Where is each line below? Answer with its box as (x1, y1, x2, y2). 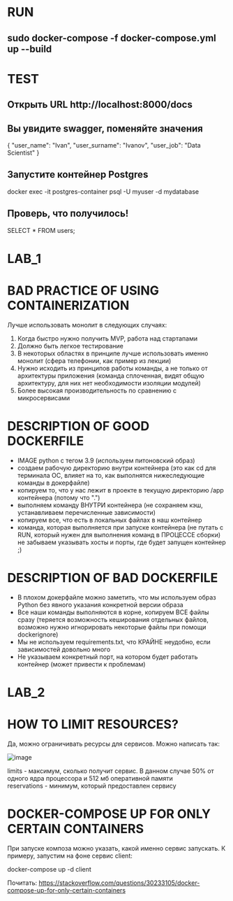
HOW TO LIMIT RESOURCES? (7, 716, 179, 732)
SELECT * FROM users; (7, 226, 75, 234)
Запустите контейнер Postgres (7, 169, 149, 180)
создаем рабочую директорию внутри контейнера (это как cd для (17, 463, 216, 472)
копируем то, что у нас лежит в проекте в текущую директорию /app (17, 485, 225, 494)
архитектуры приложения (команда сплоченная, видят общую (17, 371, 204, 380)
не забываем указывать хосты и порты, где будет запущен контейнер (17, 538, 227, 546)
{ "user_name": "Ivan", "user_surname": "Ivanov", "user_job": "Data (7, 141, 201, 149)
